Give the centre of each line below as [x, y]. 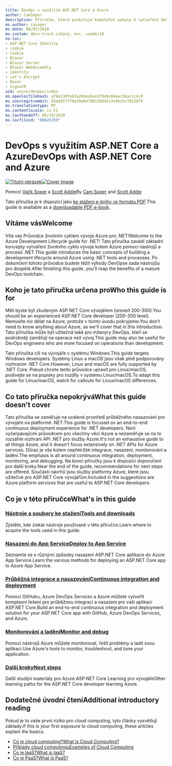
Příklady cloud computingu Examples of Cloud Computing [73, 747]
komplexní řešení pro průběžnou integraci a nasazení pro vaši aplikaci [79, 602]
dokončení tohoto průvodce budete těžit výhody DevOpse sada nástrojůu [83, 263]
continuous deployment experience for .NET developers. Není [70, 428]
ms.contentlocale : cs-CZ [32, 111]
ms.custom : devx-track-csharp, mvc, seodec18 [55, 34]
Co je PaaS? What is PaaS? [40, 758]
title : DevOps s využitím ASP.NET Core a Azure [57, 10]
